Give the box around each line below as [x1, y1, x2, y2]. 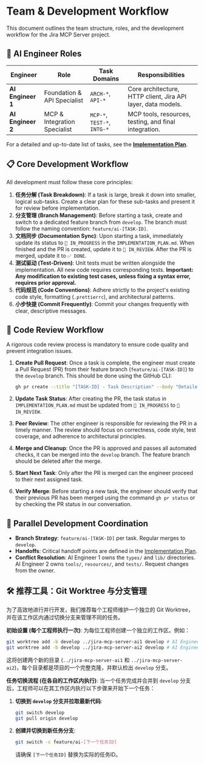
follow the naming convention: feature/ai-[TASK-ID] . [15, 224, 149, 232]
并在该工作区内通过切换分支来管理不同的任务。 [6, 613, 123, 621]
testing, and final [127, 117, 175, 126]
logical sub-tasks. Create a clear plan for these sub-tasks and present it [15, 198, 195, 205]
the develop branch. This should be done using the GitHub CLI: [15, 372, 172, 379]
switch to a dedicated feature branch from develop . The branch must [15, 218, 187, 226]
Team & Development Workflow [6, 4, 169, 18]
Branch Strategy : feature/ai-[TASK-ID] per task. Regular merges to [15, 535, 186, 542]
